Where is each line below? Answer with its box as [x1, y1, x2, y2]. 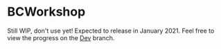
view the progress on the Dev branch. [7, 33, 115, 42]
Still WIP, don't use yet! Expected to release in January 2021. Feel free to [7, 27, 215, 35]
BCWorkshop [7, 4, 86, 20]
